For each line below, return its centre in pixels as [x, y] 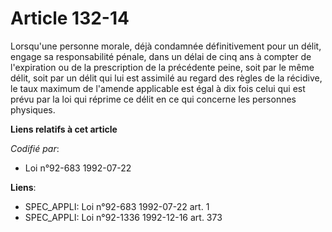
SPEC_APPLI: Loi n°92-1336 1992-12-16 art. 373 [123, 217]
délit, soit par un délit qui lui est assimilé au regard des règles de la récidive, [166, 78]
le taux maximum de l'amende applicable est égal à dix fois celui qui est [158, 88]
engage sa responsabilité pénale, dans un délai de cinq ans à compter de [161, 56]
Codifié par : [35, 148]
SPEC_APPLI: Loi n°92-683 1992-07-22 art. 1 [117, 206]
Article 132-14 [70, 18]
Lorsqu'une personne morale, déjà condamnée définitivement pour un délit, [166, 46]
